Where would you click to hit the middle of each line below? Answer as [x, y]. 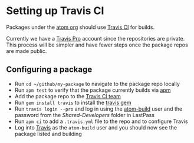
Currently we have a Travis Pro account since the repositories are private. [96, 38]
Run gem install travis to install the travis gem [73, 102]
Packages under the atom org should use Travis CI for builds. [80, 27]
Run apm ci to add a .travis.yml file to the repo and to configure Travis [101, 121]
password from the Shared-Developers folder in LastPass [85, 115]
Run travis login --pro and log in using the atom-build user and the [98, 109]
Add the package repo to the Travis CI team [68, 96]
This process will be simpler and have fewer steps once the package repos [97, 45]
